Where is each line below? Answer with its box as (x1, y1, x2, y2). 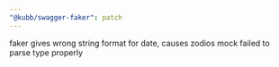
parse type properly (9, 46, 84, 58)
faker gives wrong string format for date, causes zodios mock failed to (9, 38, 270, 48)
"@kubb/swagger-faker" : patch (9, 13, 123, 22)
